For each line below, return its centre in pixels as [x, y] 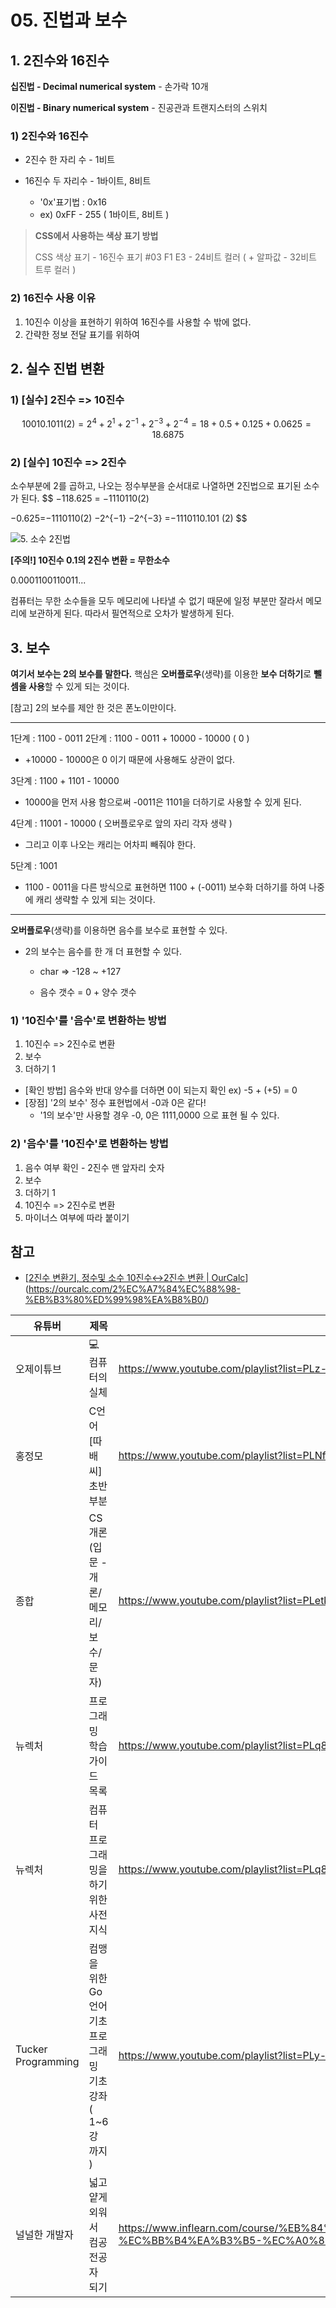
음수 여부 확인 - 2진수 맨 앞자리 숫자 [94, 1167]
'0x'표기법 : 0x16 [73, 202]
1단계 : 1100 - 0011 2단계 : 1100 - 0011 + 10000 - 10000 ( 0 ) [130, 738]
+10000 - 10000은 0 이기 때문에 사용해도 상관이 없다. [130, 760]
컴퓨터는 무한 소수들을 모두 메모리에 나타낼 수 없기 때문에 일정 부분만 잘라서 [157, 601]
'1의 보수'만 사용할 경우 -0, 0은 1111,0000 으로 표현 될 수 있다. [159, 1115]
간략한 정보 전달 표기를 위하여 [82, 334]
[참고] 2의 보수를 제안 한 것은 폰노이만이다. [93, 708]
